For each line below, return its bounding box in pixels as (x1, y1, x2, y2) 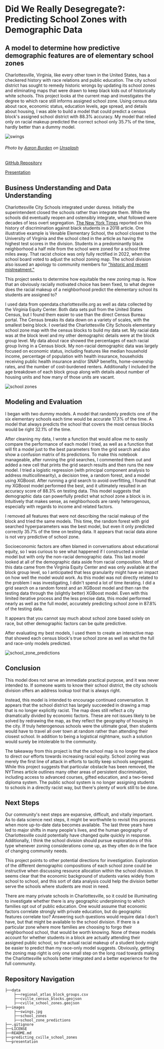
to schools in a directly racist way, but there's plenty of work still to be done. (5, 785, 159, 790)
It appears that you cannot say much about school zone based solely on (5, 615, 150, 621)
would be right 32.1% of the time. (5, 426, 72, 432)
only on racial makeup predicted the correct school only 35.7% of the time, (5, 119, 156, 124)
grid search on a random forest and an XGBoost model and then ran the (5, 585, 149, 591)
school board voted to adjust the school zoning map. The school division (5, 256, 151, 262)
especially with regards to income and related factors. (5, 503, 114, 509)
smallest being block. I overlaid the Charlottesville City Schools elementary (5, 322, 156, 328)
